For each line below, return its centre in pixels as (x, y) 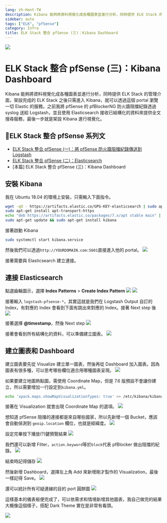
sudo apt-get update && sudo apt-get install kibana (61, 220)
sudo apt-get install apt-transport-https (50, 211)
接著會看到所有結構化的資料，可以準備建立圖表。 (55, 334)
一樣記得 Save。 (22, 478)
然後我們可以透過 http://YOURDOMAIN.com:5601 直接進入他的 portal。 (73, 250)
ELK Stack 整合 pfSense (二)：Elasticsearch (57, 161)
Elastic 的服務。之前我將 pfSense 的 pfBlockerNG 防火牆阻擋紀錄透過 (85, 106)
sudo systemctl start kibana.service (44, 240)
